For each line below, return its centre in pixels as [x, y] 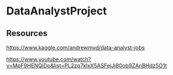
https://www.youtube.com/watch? [49, 59]
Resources [27, 33]
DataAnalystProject [57, 11]
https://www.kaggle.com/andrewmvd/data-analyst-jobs [76, 47]
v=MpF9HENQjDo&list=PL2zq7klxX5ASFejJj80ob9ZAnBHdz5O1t [87, 65]
